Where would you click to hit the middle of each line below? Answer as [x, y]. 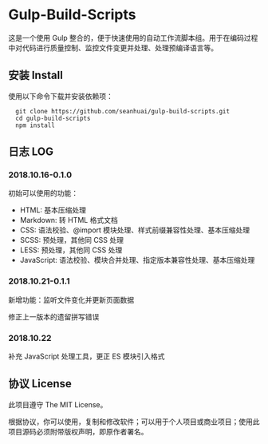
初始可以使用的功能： [43, 193]
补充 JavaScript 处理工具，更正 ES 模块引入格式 [87, 356]
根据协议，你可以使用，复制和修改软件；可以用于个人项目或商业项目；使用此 [134, 422]
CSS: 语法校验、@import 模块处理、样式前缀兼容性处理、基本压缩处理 [135, 230]
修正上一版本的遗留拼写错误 [54, 316]
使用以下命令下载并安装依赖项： [61, 96]
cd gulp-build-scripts [53, 118]
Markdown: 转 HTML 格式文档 [69, 220]
